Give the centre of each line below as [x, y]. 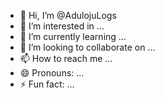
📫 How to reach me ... [66, 58]
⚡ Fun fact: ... [47, 84]
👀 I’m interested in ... [62, 26]
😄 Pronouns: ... [52, 73]
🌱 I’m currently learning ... [73, 36]
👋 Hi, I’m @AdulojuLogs [68, 15]
